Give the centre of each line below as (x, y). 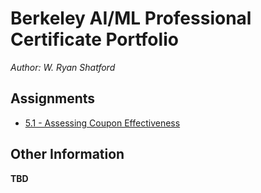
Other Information (67, 154)
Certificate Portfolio (94, 39)
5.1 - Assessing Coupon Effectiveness (102, 123)
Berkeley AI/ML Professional (131, 18)
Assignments (53, 98)
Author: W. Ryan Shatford (63, 67)
